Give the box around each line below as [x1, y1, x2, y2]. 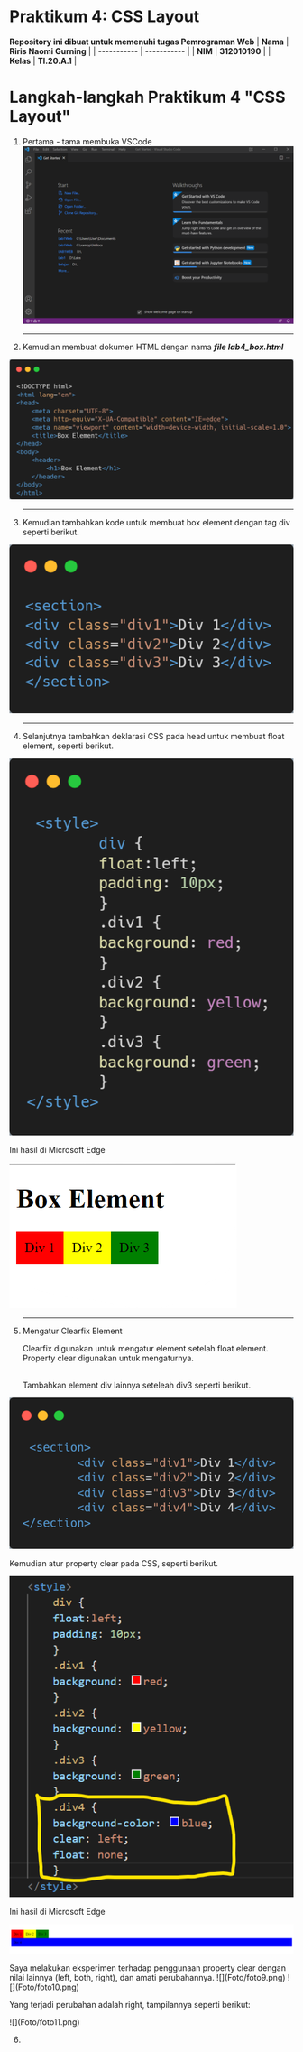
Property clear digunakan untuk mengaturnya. [22, 1352, 194, 1364]
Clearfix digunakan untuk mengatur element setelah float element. [22, 1343, 269, 1354]
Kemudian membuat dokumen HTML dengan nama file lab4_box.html [22, 341, 284, 352]
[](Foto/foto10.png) [9, 1982, 79, 1992]
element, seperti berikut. [22, 740, 115, 751]
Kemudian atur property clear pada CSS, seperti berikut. [9, 1558, 219, 1569]
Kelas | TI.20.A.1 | [9, 55, 78, 66]
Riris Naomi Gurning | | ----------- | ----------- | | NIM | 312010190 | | [9, 45, 271, 56]
